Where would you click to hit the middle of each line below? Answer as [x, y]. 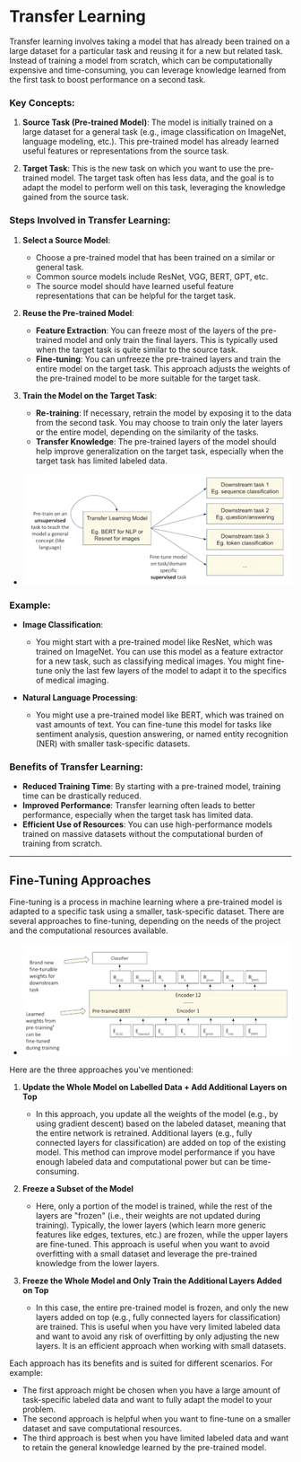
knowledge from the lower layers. [97, 1263]
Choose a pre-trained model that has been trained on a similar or [155, 257]
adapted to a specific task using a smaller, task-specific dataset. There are [147, 912]
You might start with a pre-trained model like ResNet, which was [154, 642]
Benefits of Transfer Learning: [76, 767]
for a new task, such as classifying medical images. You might [150, 661]
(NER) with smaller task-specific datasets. [113, 744]
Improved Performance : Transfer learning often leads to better [138, 806]
